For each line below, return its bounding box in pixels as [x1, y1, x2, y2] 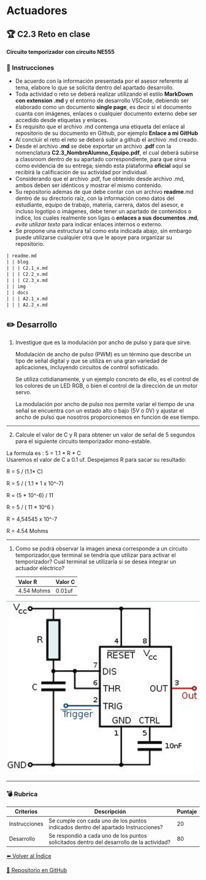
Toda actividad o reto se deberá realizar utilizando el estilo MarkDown [15, 90, 193, 98]
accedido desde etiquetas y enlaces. [15, 117, 109, 124]
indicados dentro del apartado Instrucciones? [48, 823, 164, 831]
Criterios [14, 808, 38, 816]
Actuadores [6, 4, 67, 18]
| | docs [6, 289, 29, 296]
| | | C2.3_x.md [6, 277, 48, 284]
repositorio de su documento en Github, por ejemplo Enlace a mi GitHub [15, 129, 198, 137]
